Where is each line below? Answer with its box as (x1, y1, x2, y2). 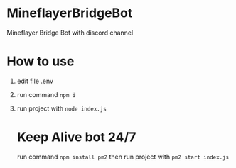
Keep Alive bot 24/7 (16, 129, 136, 145)
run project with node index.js (16, 104, 107, 113)
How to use (6, 53, 75, 69)
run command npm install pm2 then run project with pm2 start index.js (16, 152, 230, 161)
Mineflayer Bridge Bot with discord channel (6, 28, 134, 37)
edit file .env (16, 77, 54, 85)
